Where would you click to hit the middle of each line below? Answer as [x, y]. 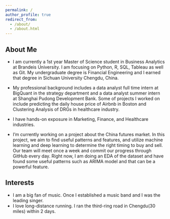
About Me [21, 50]
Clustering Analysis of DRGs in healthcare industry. [66, 109]
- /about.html [25, 29]
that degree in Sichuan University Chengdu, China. [66, 78]
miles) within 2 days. [34, 211]
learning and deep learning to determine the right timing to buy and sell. [88, 145]
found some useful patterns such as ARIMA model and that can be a [84, 161]
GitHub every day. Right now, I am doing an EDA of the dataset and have [88, 156]
